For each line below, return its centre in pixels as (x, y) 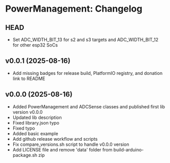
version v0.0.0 (28, 112)
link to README (29, 78)
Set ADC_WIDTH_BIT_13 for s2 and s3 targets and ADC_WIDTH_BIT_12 (86, 39)
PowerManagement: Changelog (74, 9)
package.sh (25, 155)
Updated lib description (37, 117)
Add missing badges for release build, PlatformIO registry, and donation (88, 73)
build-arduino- (128, 149)
